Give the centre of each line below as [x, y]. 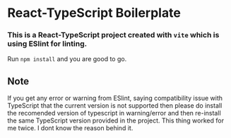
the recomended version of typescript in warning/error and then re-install [114, 113]
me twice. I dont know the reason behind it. [70, 128]
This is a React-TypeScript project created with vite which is [113, 35]
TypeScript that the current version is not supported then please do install [115, 106]
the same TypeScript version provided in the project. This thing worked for [116, 120]
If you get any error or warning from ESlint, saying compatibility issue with [115, 98]
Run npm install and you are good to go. [67, 59]
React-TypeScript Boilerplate [94, 13]
